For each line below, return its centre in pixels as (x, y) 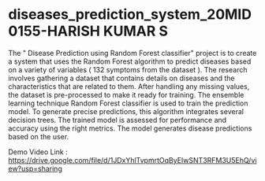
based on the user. (39, 136)
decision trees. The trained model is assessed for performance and (118, 120)
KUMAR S (135, 31)
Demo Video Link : (38, 152)
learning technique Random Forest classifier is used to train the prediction (128, 103)
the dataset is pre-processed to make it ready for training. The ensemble (126, 94)
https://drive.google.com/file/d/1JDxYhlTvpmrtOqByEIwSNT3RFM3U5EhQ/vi (132, 160)
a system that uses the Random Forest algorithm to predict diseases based (130, 61)
